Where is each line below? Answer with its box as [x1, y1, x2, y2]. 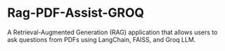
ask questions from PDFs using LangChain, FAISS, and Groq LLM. [7, 35, 196, 43]
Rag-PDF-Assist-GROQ [7, 5, 145, 21]
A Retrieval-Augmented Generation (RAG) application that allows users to [7, 28, 218, 36]
